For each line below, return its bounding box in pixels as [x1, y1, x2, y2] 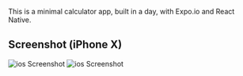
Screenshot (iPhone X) [8, 38, 123, 51]
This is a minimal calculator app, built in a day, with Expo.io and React [8, 7, 235, 16]
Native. [8, 15, 32, 25]
